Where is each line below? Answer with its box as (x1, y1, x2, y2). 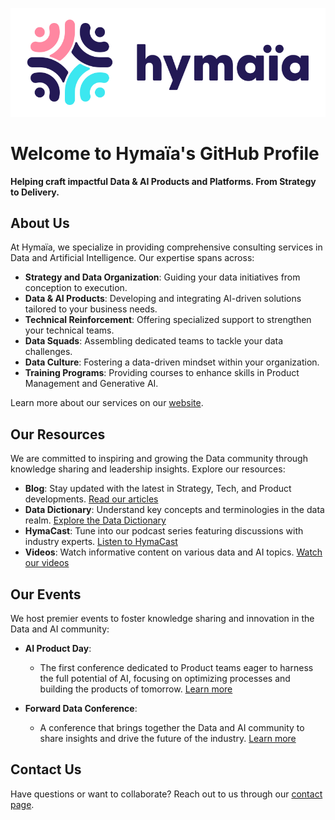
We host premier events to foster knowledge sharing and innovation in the (10, 613, 315, 625)
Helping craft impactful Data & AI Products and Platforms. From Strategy (10, 175, 317, 187)
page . (10, 798, 35, 810)
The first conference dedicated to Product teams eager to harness (39, 662, 314, 674)
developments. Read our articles (24, 493, 159, 505)
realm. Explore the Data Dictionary (24, 514, 167, 527)
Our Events (10, 586, 82, 603)
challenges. (24, 346, 73, 358)
